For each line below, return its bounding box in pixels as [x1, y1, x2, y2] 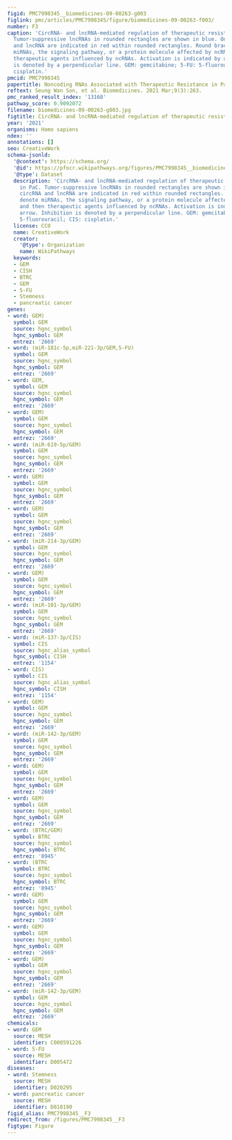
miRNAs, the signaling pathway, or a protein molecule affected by [13, 49, 212, 56]
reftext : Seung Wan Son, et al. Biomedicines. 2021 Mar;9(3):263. [7, 87, 202, 94]
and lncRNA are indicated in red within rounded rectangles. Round [13, 42, 212, 49]
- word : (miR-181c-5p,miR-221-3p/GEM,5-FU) [7, 344, 135, 351]
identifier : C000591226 [13, 1039, 81, 1046]
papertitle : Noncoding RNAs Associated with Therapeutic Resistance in [7, 81, 217, 88]
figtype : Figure [7, 1123, 54, 1130]
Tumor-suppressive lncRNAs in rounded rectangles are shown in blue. [13, 36, 217, 43]
